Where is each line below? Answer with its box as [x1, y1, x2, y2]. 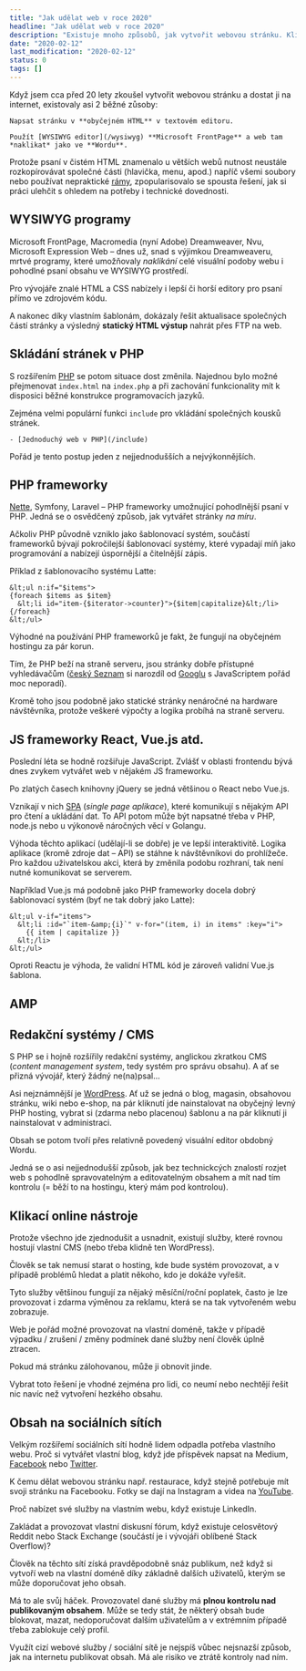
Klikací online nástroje [9, 1208, 138, 1223]
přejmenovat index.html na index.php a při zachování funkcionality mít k [9, 380, 280, 391]
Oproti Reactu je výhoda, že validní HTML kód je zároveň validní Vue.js [9, 960, 275, 971]
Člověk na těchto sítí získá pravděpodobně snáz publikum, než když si [9, 1558, 273, 1569]
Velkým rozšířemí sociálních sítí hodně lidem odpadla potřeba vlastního [9, 1439, 276, 1449]
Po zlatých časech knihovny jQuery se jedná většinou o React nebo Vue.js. [9, 783, 290, 794]
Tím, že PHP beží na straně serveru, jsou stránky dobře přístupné [9, 658, 255, 670]
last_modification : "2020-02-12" [9, 47, 137, 57]
